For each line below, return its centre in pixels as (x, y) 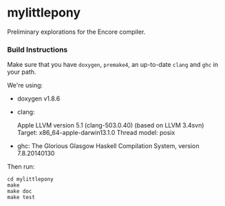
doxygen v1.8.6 (39, 99)
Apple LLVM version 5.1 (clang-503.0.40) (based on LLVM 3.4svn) (110, 125)
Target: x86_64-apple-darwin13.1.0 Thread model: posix (96, 133)
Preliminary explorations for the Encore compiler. (76, 32)
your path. (22, 72)
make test (21, 198)
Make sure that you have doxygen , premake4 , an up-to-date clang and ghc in (113, 65)
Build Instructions (37, 50)
